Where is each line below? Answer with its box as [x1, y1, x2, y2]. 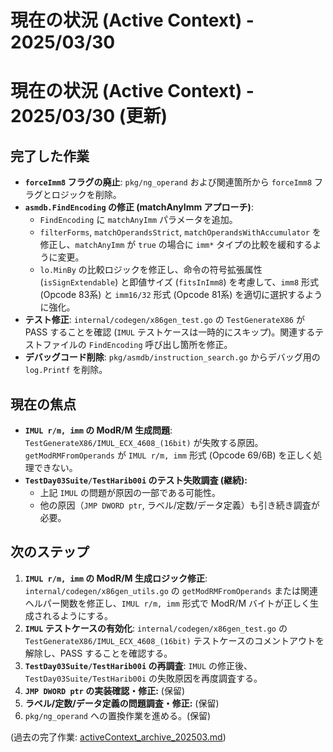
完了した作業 [10, 147, 90, 165]
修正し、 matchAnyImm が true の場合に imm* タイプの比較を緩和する [39, 239, 313, 251]
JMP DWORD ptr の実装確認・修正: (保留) [24, 684, 186, 696]
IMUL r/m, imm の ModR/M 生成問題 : [24, 424, 173, 436]
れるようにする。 [42, 609, 113, 621]
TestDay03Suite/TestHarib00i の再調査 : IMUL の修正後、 [24, 659, 253, 671]
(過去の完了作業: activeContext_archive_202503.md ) [10, 731, 227, 743]
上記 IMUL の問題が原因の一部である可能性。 [39, 487, 221, 498]
